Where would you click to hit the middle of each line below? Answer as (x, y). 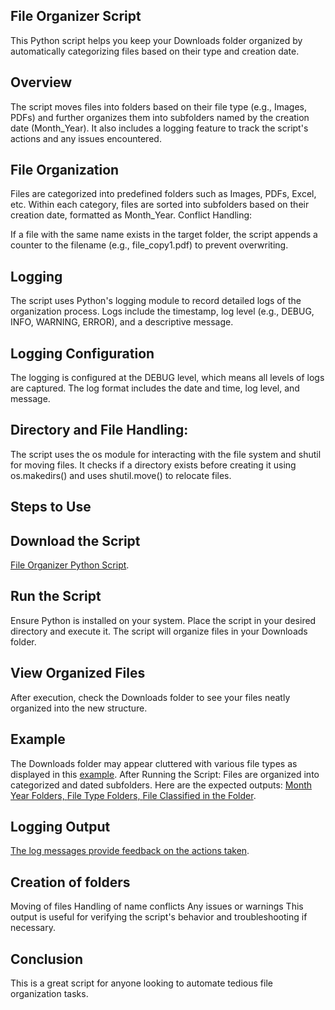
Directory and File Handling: (99, 430)
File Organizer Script (76, 16)
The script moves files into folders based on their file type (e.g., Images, (159, 106)
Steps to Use (51, 507)
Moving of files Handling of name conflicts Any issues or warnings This (157, 906)
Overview (41, 82)
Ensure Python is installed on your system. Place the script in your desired (163, 620)
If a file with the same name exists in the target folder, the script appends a (164, 235)
